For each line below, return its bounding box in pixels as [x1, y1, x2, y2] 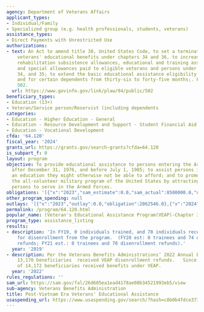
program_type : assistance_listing [6, 218, 94, 224]
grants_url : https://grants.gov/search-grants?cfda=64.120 [6, 144, 159, 151]
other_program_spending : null [6, 195, 83, 201]
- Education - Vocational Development [6, 127, 104, 134]
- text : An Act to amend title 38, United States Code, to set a [6, 49, 175, 55]
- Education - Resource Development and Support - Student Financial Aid [6, 122, 197, 128]
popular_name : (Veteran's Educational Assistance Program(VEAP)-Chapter [6, 212, 194, 219]
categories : [6, 110, 36, 117]
